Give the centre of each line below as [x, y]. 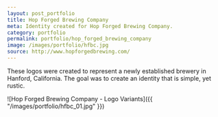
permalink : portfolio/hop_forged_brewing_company [80, 39]
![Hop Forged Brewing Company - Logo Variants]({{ [80, 99]
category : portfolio [37, 32]
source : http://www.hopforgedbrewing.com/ [69, 52]
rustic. [16, 86]
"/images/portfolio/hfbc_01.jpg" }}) [56, 106]
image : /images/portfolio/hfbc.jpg [58, 45]
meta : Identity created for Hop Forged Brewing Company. [90, 26]
